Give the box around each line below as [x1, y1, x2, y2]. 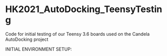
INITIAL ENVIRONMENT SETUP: [5, 46, 72, 52]
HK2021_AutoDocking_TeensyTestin [5, 4, 162, 15]
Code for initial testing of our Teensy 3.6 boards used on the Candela [5, 31, 150, 37]
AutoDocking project [5, 36, 49, 42]
